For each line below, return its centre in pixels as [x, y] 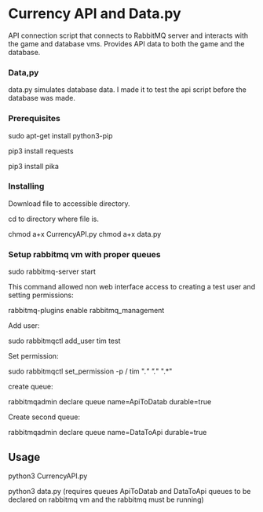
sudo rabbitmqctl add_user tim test [64, 341]
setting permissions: [41, 295]
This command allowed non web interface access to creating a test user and [132, 287]
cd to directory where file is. [54, 219]
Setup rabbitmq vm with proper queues [84, 254]
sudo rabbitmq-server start [52, 271]
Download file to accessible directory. [69, 203]
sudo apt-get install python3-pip [60, 135]
